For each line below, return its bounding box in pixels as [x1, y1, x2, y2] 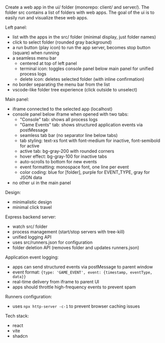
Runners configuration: [5, 294, 52, 299]
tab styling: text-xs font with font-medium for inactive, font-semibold [19, 137, 161, 143]
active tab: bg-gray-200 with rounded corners [19, 148, 114, 154]
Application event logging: [5, 254, 59, 260]
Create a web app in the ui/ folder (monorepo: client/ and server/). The [5, 4, 150, 10]
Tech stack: [5, 313, 29, 319]
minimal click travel [12, 205, 52, 210]
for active [19, 143, 40, 148]
